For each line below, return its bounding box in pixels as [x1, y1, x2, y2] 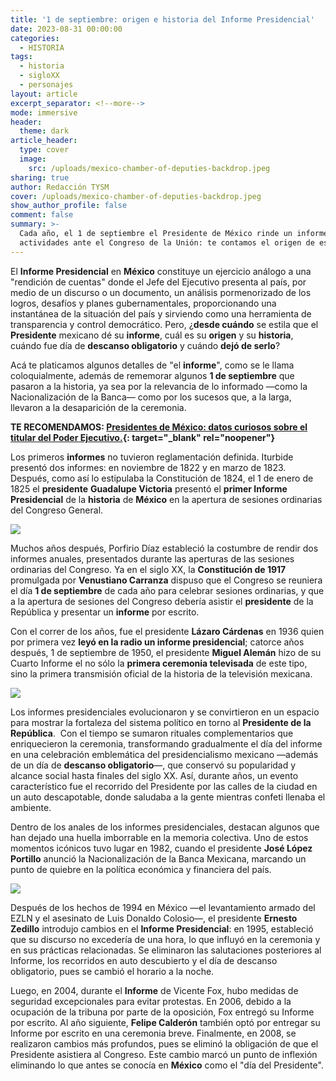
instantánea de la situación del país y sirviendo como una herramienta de [10, 307, 312, 320]
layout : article [10, 89, 78, 99]
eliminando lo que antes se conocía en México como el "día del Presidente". [10, 1059, 324, 1071]
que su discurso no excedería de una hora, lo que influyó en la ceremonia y [10, 933, 321, 945]
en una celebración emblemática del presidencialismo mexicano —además [10, 748, 319, 760]
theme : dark [19, 126, 70, 136]
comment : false [10, 210, 74, 220]
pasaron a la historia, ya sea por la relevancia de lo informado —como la [10, 380, 308, 392]
